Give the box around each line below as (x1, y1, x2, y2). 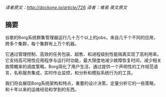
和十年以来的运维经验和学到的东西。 (5, 87, 79, 93)
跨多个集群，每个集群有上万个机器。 (5, 41, 79, 47)
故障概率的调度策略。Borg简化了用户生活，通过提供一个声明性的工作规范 (5, 64, 154, 70)
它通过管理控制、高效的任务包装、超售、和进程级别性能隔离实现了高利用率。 (5, 51, 162, 57)
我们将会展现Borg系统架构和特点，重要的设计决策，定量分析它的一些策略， (5, 80, 159, 86)
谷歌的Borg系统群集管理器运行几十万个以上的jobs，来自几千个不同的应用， (5, 35, 158, 41)
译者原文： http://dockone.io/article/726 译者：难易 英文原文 (5, 4, 127, 10)
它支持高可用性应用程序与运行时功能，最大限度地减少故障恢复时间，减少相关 (5, 57, 162, 63)
